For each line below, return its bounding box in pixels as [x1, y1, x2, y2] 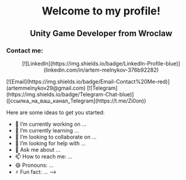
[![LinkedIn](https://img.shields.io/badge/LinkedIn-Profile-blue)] [22, 60, 181, 67]
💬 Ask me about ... [14, 146, 61, 153]
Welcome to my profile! [42, 4, 161, 18]
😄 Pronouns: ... [14, 161, 54, 169]
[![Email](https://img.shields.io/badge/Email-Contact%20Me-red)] [6, 78, 170, 85]
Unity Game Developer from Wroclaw [29, 28, 173, 39]
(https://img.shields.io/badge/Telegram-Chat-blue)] [6, 90, 134, 98]
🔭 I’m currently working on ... [14, 120, 87, 128]
